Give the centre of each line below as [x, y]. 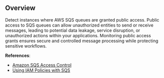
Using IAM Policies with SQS [41, 70]
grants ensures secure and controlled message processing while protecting [82, 41]
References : [18, 55]
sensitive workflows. [26, 46]
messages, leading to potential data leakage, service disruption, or [73, 30]
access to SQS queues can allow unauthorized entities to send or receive [79, 25]
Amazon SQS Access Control [42, 65]
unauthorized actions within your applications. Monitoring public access [78, 35]
